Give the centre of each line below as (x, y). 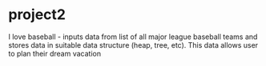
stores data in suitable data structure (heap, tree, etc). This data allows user (133, 45)
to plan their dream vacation (55, 53)
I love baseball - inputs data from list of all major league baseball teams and (133, 37)
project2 (37, 15)
